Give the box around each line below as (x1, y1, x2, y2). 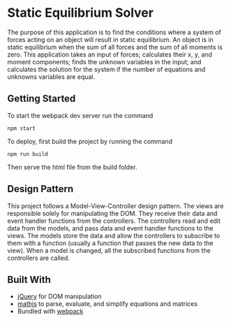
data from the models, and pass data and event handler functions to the (7, 224, 214, 232)
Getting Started (7, 93, 76, 105)
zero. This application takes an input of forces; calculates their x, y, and (7, 50, 213, 59)
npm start (7, 124, 36, 132)
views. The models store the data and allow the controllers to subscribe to (7, 231, 221, 240)
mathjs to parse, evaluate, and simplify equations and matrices (17, 300, 198, 308)
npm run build (7, 150, 49, 158)
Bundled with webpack (17, 307, 84, 316)
